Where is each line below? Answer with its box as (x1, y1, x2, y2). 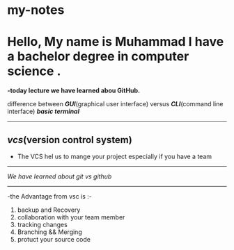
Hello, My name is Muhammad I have (7, 34, 224, 50)
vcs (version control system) (7, 134, 132, 146)
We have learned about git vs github (7, 172, 112, 181)
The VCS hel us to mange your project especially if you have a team (17, 152, 212, 160)
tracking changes (17, 220, 68, 228)
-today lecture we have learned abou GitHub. (7, 86, 141, 95)
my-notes (7, 2, 65, 18)
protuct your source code (17, 235, 91, 243)
